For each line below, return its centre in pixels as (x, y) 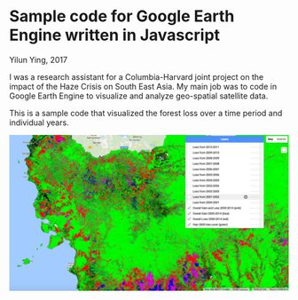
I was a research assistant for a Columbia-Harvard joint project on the (137, 76)
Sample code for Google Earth (122, 16)
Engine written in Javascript (114, 35)
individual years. (39, 122)
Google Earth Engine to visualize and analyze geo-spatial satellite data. (139, 96)
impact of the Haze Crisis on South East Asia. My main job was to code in (143, 86)
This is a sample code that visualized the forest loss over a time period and (146, 113)
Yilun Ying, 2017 (39, 59)
